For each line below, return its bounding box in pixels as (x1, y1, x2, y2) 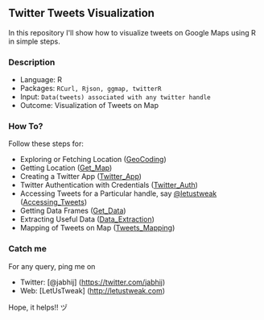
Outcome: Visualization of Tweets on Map (19, 101, 159, 110)
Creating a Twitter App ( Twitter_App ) (19, 172, 142, 181)
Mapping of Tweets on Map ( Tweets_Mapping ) (19, 223, 175, 233)
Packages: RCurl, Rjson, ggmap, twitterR (19, 84, 162, 94)
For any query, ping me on (8, 261, 96, 271)
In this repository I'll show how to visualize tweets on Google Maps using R (8, 27, 256, 37)
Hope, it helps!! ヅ (8, 302, 68, 312)
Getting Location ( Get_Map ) (19, 163, 113, 172)
